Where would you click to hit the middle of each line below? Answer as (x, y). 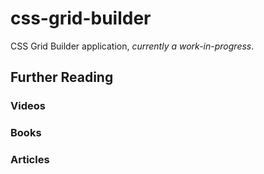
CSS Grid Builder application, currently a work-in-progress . (132, 46)
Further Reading (62, 77)
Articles (30, 160)
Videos (28, 106)
